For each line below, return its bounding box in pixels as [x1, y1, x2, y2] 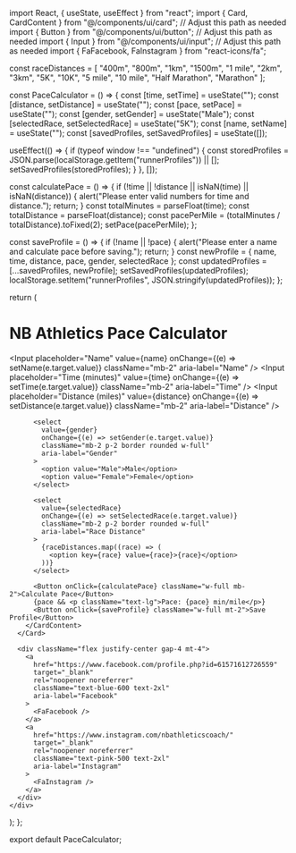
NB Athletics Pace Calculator [9, 324, 228, 343]
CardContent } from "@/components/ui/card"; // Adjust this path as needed [9, 17, 287, 28]
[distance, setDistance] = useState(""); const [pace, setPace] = [9, 99, 243, 110]
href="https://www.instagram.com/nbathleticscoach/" [32, 731, 234, 739]
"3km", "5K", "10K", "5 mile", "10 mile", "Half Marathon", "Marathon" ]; [9, 72, 266, 83]
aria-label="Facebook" [32, 691, 118, 700]
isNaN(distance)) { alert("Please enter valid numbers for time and [9, 191, 249, 201]
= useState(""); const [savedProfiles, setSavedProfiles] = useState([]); [9, 128, 268, 138]
